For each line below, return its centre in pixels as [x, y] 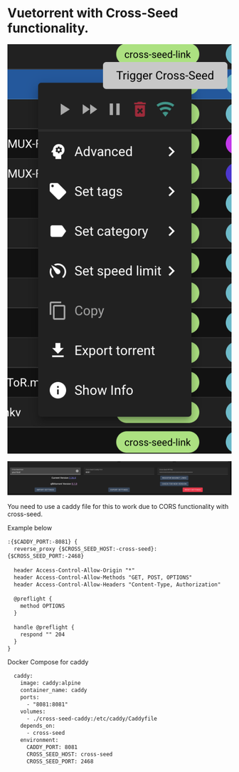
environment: [39, 740]
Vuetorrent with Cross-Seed [93, 13]
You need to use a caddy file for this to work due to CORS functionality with [118, 507]
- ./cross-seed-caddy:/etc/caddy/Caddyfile [92, 719]
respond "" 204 [43, 635]
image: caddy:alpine [51, 683]
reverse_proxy [34, 549]
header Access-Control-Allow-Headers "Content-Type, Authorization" [117, 585]
